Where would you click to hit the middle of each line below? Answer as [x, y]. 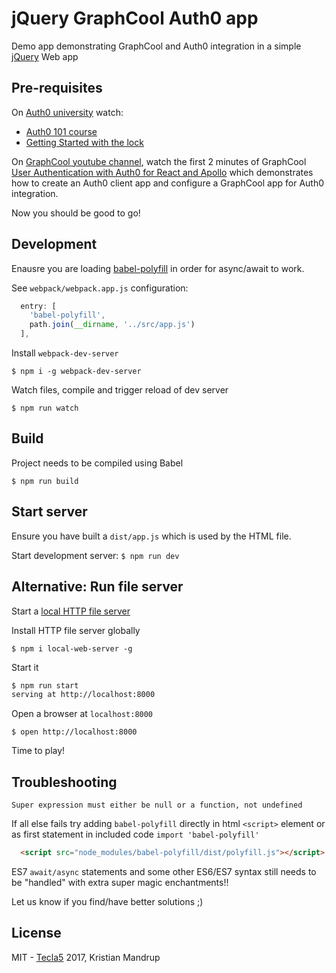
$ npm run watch [45, 408]
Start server [49, 512]
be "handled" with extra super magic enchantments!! [120, 882]
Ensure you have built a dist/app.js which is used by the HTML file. [151, 536]
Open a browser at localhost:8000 [82, 714]
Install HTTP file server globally [76, 630]
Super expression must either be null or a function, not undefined [157, 805]
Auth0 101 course [61, 131]
